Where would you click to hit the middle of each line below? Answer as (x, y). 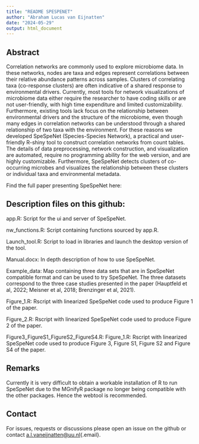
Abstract (23, 52)
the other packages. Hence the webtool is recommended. (77, 395)
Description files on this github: (66, 204)
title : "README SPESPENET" (40, 12)
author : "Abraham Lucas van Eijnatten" (56, 17)
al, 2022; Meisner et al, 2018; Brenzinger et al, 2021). (71, 289)
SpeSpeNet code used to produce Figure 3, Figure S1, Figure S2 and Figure (98, 343)
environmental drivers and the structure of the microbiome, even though (94, 117)
